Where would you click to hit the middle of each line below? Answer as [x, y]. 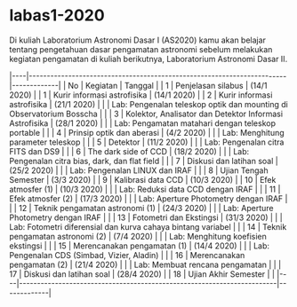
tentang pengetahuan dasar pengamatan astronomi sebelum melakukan [141, 49]
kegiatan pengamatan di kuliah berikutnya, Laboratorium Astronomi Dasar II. [148, 59]
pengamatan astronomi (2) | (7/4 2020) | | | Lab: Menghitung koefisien [138, 236]
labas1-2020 [57, 16]
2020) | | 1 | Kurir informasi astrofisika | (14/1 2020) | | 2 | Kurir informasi [141, 95]
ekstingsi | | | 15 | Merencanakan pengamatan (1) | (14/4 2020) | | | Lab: [139, 246]
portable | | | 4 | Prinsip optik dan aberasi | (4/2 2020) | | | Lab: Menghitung [147, 132]
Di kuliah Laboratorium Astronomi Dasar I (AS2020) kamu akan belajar [138, 40]
